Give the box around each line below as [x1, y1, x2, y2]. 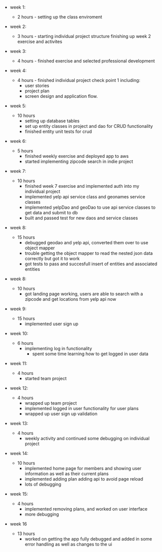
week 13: [9, 421, 28, 426]
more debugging [24, 512, 59, 517]
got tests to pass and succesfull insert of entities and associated [24, 261, 158, 267]
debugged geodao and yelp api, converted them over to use [24, 240, 149, 245]
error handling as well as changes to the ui [24, 542, 112, 547]
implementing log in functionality [24, 346, 92, 351]
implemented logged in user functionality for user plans [24, 406, 139, 411]
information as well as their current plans [24, 471, 109, 477]
